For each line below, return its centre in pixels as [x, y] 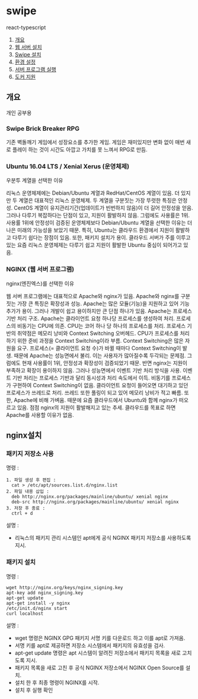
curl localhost [25, 613]
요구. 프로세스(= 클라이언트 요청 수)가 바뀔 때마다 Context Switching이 [99, 348]
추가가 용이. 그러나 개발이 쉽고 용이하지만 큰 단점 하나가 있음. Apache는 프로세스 [99, 311]
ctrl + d [22, 514]
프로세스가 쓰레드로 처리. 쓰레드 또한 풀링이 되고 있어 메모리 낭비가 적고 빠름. [95, 393]
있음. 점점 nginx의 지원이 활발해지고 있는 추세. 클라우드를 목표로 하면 [96, 407]
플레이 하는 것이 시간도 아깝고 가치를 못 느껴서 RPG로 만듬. [80, 150]
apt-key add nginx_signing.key [45, 593]
